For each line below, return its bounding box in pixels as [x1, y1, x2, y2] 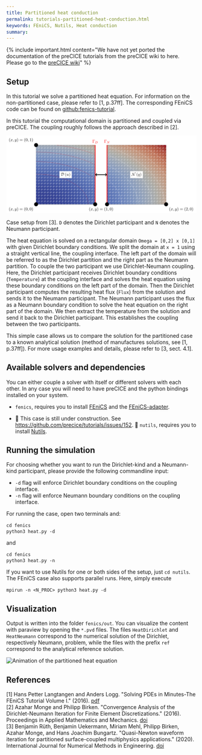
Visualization [6, 603, 57, 614]
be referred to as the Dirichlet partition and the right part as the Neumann [6, 256, 189, 263]
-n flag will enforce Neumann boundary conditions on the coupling [14, 492, 181, 499]
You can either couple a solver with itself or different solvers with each [6, 378, 182, 386]
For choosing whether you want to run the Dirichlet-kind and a [6, 461, 161, 468]
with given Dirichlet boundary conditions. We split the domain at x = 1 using [6, 243, 195, 250]
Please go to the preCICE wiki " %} [6, 59, 92, 66]
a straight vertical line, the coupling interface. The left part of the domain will [6, 250, 197, 257]
